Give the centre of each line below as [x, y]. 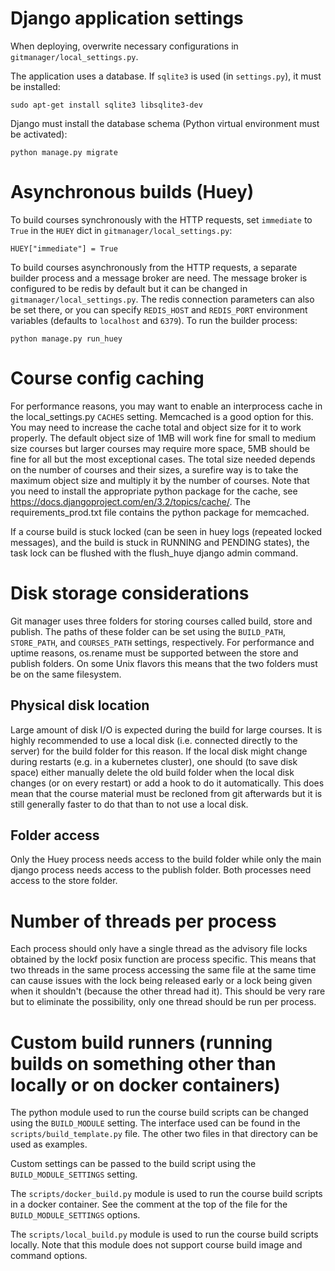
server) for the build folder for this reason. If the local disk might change [159, 751]
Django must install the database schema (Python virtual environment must [165, 123]
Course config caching [107, 378]
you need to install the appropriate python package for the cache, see [154, 491]
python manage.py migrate [64, 152]
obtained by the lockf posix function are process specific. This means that [163, 959]
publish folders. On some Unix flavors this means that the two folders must [164, 663]
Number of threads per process [143, 921]
